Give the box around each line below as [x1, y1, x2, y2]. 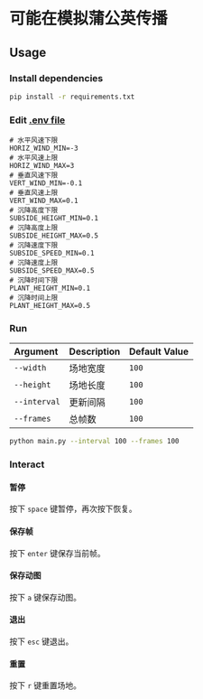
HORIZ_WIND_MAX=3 [9, 162, 75, 171]
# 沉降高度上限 [9, 223, 59, 233]
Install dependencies [9, 71, 104, 84]
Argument [14, 345, 59, 358]
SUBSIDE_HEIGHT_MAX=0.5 [9, 231, 99, 240]
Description [69, 345, 121, 358]
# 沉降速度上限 [9, 258, 59, 267]
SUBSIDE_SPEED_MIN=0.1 [9, 249, 95, 258]
